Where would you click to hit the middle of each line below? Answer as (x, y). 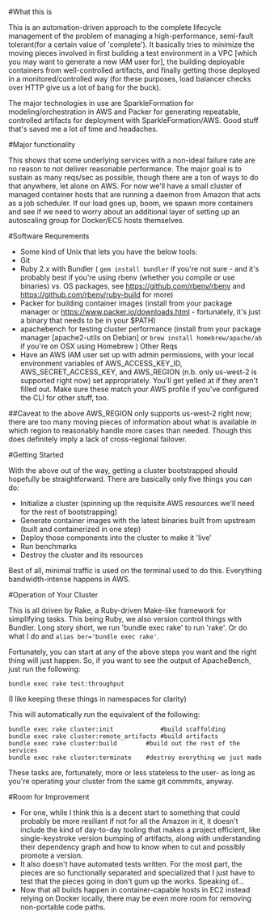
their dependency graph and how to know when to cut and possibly (133, 847)
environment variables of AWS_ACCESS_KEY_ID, (101, 363)
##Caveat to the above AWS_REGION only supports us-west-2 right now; (130, 413)
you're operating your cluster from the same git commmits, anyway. (121, 781)
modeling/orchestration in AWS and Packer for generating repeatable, (124, 112)
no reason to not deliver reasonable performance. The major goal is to (125, 169)
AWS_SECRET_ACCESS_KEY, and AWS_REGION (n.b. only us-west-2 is (138, 372)
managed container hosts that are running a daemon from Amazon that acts (135, 194)
